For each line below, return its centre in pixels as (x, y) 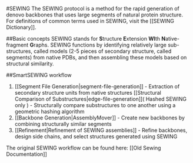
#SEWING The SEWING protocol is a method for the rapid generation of (93, 9)
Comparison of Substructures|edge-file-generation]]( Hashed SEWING (101, 99)
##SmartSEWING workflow (39, 75)
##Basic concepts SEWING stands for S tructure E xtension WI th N (86, 39)
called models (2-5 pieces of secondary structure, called (102, 51)
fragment (17, 45)
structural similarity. (30, 64)
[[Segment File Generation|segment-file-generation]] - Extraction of (97, 87)
